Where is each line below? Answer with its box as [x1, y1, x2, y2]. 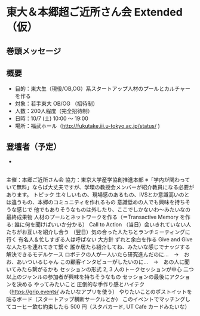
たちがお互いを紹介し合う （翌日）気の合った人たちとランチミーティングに [6, 228, 191, 235]
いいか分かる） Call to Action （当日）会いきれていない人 [50, 220, 192, 228]
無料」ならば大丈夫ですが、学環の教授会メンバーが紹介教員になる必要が [16, 183, 195, 191]
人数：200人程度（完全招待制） [14, 108, 93, 115]
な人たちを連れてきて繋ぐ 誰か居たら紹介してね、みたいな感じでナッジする [6, 243, 190, 250]
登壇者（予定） [6, 142, 61, 152]
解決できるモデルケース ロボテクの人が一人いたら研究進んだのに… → [6, 250, 179, 257]
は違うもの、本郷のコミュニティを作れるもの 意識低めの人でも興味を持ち [6, 198, 186, 205]
